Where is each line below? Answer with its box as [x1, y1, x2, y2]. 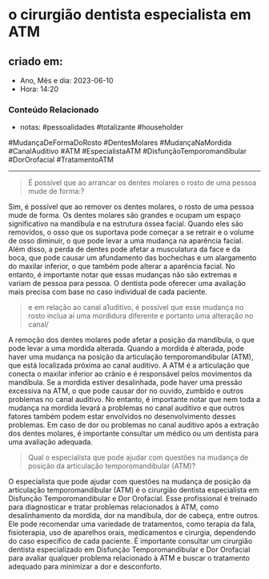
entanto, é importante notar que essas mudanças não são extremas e [8, 270, 238, 279]
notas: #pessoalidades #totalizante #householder [19, 123, 184, 132]
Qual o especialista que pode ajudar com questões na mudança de [27, 452, 249, 462]
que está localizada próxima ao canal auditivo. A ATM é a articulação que [8, 360, 250, 370]
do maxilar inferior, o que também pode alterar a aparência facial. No [8, 262, 235, 271]
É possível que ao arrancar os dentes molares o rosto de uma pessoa [27, 178, 257, 187]
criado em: [8, 54, 63, 68]
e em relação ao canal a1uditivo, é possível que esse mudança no [27, 303, 244, 312]
